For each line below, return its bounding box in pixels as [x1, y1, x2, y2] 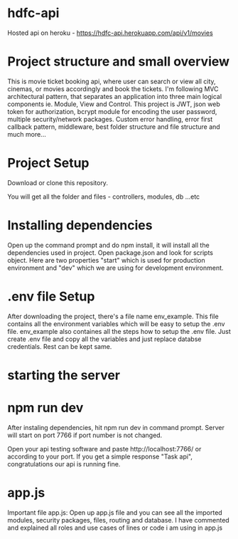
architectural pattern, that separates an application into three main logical [7, 92, 222, 100]
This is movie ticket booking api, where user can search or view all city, [7, 77, 216, 85]
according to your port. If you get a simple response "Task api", [7, 452, 193, 461]
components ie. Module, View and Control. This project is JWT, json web [7, 100, 220, 108]
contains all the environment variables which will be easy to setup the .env [7, 319, 225, 328]
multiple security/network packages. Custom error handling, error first [7, 115, 213, 123]
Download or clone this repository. [7, 178, 109, 187]
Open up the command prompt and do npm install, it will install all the [7, 241, 210, 249]
